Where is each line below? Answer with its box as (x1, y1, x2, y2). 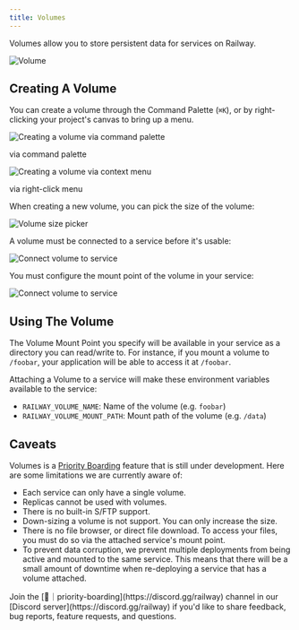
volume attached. (21, 573, 87, 583)
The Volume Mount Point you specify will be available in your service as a (9, 338, 280, 349)
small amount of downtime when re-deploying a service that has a (21, 564, 267, 574)
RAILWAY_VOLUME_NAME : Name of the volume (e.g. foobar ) (21, 401, 226, 412)
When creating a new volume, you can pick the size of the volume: (9, 201, 255, 211)
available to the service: (9, 384, 98, 394)
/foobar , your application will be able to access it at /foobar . (9, 357, 232, 367)
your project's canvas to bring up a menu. (39, 114, 194, 125)
